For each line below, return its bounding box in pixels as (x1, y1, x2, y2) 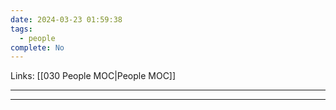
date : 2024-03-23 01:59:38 (10, 14, 123, 25)
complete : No (10, 42, 65, 53)
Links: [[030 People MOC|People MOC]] (10, 70, 177, 82)
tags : (10, 24, 33, 34)
